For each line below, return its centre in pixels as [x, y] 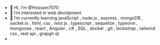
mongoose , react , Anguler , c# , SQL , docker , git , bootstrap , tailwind [82, 28]
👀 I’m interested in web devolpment [46, 13]
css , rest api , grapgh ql [34, 34]
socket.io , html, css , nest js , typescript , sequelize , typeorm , [74, 23]
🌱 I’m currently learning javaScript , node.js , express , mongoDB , [76, 18]
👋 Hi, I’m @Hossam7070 [34, 8]
